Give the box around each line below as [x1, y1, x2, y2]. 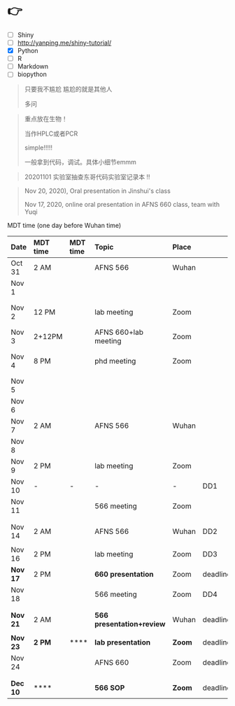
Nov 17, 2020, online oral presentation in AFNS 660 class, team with [24, 201, 220, 209]
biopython [17, 70, 48, 78]
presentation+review [94, 619, 166, 629]
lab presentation [94, 637, 151, 647]
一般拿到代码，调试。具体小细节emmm [24, 158, 136, 166]
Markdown [17, 62, 49, 71]
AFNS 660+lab [94, 327, 144, 337]
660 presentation [94, 570, 154, 579]
